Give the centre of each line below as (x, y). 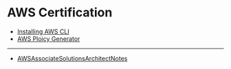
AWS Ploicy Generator (48, 38)
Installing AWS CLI (43, 31)
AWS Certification (60, 13)
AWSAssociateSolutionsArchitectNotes (72, 58)
